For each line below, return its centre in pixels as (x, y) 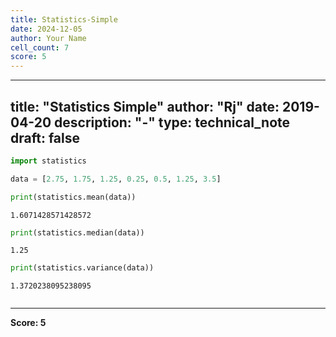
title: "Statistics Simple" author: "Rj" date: (145, 106)
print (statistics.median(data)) (77, 232)
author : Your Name (48, 38)
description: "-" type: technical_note (172, 122)
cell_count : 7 (40, 47)
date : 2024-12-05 (46, 29)
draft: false (45, 137)
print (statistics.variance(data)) (82, 268)
